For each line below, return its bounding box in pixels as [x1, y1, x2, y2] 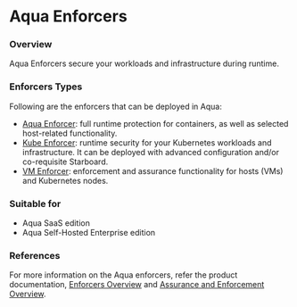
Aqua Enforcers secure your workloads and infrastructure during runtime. [9, 58, 279, 69]
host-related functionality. [21, 128, 118, 138]
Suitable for [9, 197, 62, 210]
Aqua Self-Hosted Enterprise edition [21, 228, 156, 238]
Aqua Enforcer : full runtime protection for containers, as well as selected [21, 118, 289, 129]
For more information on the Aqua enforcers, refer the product [9, 270, 238, 280]
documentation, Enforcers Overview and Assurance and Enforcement [9, 279, 265, 290]
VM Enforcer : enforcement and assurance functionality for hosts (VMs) [21, 165, 284, 176]
